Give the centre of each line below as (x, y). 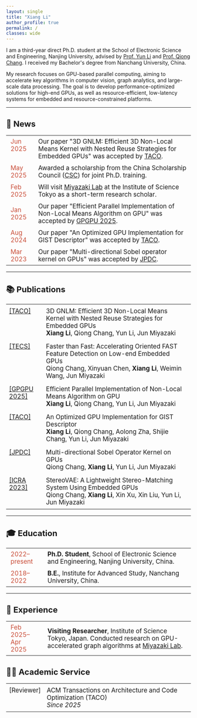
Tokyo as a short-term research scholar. (97, 195)
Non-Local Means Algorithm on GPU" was (100, 214)
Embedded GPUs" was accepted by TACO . (100, 157)
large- (175, 81)
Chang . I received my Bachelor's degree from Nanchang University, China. (96, 63)
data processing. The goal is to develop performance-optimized (97, 87)
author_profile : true (33, 22)
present (22, 561)
